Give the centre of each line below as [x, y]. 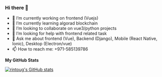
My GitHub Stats [22, 60]
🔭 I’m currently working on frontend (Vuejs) [55, 18]
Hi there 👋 [17, 8]
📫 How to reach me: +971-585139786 [50, 49]
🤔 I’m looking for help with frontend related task [59, 34]
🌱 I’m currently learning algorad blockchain [55, 23]
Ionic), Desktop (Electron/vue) [42, 44]
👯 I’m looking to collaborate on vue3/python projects [64, 28]
